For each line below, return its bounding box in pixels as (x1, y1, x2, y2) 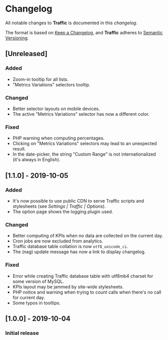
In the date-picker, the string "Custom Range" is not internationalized (12, 151, 156, 157)
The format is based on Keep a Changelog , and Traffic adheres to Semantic (5, 29, 163, 35)
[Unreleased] (5, 50, 48, 58)
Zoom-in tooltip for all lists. (12, 76, 69, 82)
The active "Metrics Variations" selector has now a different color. (12, 111, 150, 117)
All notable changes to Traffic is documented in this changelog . (5, 20, 138, 26)
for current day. (12, 294, 45, 301)
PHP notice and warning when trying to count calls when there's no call (12, 289, 161, 295)
